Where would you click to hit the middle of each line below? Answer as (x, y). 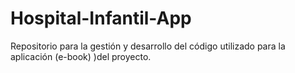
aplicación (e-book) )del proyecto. (81, 56)
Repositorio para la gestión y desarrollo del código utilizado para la (148, 46)
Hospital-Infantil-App (101, 18)
